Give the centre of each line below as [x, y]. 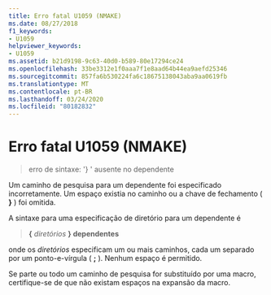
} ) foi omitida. [32, 202]
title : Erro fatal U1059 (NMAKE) [65, 16]
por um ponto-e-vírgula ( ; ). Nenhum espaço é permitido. [105, 258]
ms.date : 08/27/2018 [44, 24]
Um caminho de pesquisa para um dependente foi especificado [115, 185]
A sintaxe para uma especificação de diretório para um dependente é [125, 218]
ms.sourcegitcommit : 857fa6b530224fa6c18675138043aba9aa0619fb [118, 76]
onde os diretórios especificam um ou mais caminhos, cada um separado [131, 249]
